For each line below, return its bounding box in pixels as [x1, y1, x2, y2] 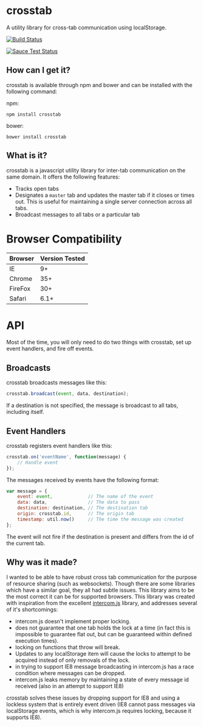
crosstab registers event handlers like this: [6, 442, 112, 449]
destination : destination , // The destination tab [17, 505, 148, 511]
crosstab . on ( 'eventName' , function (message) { [6, 453, 126, 460]
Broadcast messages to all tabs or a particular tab [15, 211, 140, 218]
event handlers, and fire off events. [6, 345, 94, 352]
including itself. [6, 408, 44, 416]
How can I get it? [6, 65, 71, 76]
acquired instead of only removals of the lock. [15, 656, 131, 664]
